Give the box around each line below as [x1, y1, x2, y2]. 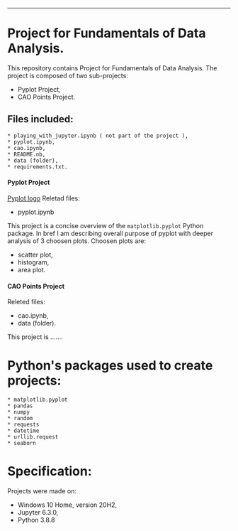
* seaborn [7, 440, 37, 447]
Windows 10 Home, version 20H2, [17, 500, 118, 509]
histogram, [17, 257, 50, 267]
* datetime [7, 427, 40, 434]
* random [7, 415, 33, 422]
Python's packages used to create [7, 358, 213, 374]
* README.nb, [7, 151, 46, 158]
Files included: [7, 113, 74, 125]
